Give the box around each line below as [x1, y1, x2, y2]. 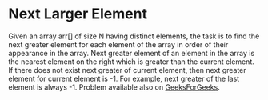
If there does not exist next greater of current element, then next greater [8, 65, 246, 74]
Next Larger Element [8, 5, 148, 23]
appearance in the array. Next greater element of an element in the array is [8, 48, 255, 58]
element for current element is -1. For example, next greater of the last [8, 74, 240, 83]
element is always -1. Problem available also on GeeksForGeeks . [8, 82, 220, 92]
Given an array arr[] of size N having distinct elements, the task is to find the [8, 31, 260, 41]
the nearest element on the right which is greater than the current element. [8, 57, 254, 66]
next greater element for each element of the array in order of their [8, 39, 229, 49]
